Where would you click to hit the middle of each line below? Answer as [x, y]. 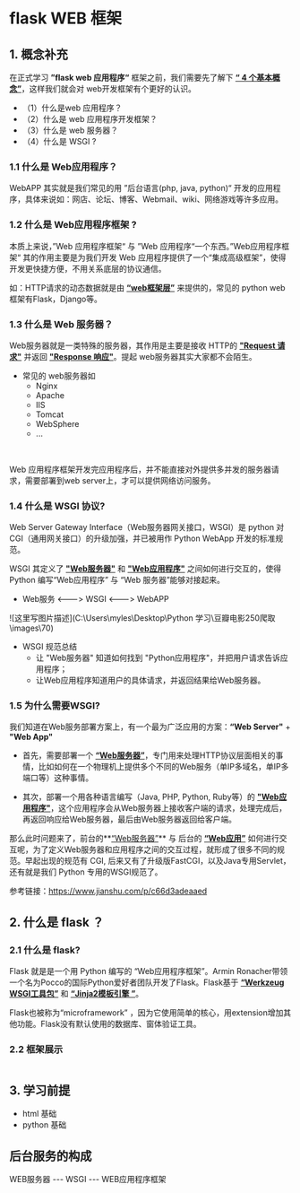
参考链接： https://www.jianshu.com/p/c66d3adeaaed [108, 891]
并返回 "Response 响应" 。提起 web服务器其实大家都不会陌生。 [140, 356]
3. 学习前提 [40, 1090]
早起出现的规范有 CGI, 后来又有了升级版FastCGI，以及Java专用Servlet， [158, 861]
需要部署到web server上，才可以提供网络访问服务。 [120, 480]
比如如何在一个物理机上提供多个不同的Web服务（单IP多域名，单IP [160, 767]
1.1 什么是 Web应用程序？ [64, 167]
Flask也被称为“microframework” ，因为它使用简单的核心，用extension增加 [146, 1013]
